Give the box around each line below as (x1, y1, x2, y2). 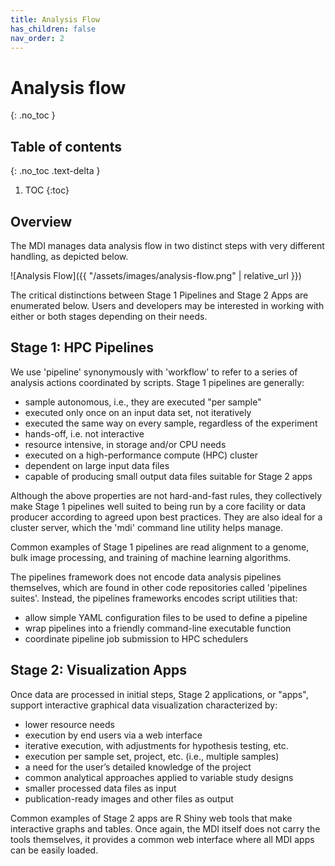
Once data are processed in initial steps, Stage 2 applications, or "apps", (10, 688, 309, 700)
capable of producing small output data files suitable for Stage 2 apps (24, 470, 313, 482)
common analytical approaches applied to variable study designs (24, 771, 294, 783)
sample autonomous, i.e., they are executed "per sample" (24, 396, 262, 408)
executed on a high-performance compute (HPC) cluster (24, 449, 258, 461)
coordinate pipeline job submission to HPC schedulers (24, 632, 249, 645)
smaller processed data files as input (24, 782, 177, 794)
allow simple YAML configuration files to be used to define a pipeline (24, 611, 308, 623)
